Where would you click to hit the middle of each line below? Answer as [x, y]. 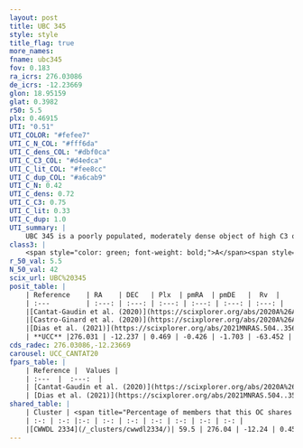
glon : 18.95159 [38, 93]
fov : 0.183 [30, 69]
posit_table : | [38, 286]
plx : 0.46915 [34, 118]
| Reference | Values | [72, 370]
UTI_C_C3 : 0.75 [38, 203]
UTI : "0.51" [32, 127]
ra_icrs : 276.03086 [46, 77]
